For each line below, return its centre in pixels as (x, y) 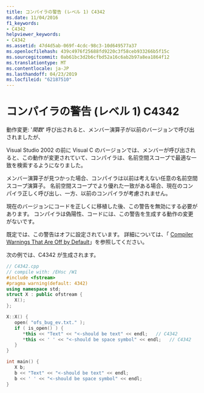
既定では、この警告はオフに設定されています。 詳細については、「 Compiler (100, 234)
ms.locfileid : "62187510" (39, 80)
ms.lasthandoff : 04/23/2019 (42, 74)
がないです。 (22, 222)
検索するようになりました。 (51, 165)
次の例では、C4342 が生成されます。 (53, 255)
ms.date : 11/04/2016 (32, 18)
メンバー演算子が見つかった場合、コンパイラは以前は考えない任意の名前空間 (102, 178)
